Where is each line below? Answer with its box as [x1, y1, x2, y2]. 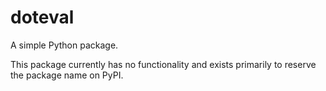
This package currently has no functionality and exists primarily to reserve [10, 58, 317, 70]
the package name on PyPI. [10, 69, 124, 81]
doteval [10, 6, 75, 29]
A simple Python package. [10, 39, 119, 51]
